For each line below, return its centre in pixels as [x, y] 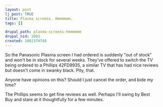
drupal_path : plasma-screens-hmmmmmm [43, 32]
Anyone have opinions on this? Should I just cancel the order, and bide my [79, 80]
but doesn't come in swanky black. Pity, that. [50, 70]
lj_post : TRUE [19, 14]
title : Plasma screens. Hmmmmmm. [39, 18]
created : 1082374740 [26, 41]
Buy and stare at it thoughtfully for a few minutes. [54, 99]
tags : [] [14, 23]
